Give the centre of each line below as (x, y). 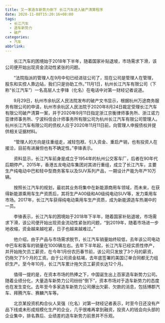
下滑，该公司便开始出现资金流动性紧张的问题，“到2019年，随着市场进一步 (84, 222)
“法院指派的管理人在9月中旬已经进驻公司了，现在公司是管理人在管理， (85, 77)
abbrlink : (15, 46)
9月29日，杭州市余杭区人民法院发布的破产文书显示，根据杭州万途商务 (84, 100)
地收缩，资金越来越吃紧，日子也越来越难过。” (50, 229)
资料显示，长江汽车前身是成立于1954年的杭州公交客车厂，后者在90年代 (86, 158)
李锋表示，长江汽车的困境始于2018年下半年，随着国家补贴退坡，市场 (83, 216)
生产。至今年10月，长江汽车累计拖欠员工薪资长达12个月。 (68, 264)
